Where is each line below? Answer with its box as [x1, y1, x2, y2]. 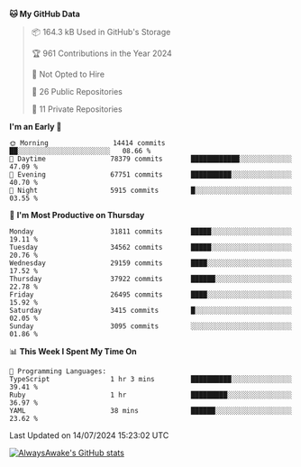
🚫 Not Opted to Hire [31, 69, 105, 79]
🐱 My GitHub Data [9, 9, 81, 19]
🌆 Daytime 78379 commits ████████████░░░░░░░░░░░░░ [9, 154, 293, 163]
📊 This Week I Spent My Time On [9, 346, 137, 356]
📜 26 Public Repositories [31, 87, 123, 96]
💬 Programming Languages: [9, 367, 106, 376]
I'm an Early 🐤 [9, 122, 62, 132]
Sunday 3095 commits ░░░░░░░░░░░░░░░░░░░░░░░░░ [9, 322, 293, 331]
